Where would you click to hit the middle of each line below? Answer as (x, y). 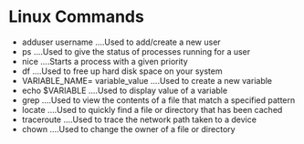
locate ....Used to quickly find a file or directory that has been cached (152, 109)
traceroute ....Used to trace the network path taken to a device (139, 119)
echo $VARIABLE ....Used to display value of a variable (125, 90)
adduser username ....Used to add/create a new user (121, 42)
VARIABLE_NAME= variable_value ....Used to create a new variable (147, 80)
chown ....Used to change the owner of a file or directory (128, 129)
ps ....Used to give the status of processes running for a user (136, 51)
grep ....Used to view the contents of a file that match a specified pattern (158, 100)
